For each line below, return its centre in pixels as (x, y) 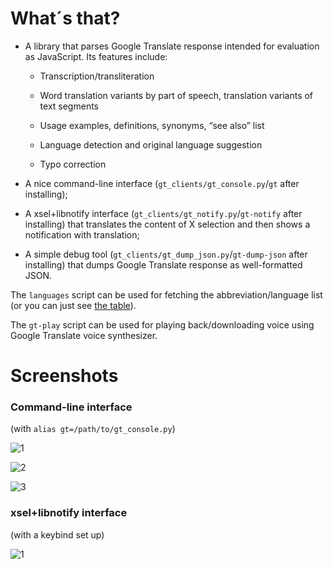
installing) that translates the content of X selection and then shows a (167, 224)
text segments (69, 106)
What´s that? (65, 18)
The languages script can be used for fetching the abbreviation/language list (166, 294)
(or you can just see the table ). (73, 305)
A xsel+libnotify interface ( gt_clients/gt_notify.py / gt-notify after (163, 213)
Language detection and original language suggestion (151, 144)
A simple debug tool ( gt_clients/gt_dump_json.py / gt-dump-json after (166, 254)
